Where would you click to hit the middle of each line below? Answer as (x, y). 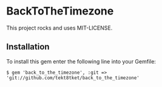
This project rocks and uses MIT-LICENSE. (59, 28)
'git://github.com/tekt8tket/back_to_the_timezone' (73, 78)
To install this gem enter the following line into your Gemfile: (81, 61)
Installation (28, 47)
